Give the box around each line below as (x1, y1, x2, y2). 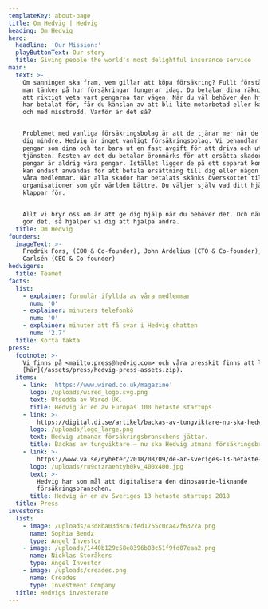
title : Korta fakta (15, 336, 81, 344)
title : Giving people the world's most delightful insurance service (15, 57, 251, 65)
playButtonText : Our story (15, 49, 105, 57)
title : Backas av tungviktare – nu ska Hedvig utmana (29, 441, 213, 449)
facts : (8, 277, 30, 285)
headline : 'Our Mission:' (15, 42, 102, 49)
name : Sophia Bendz (29, 529, 94, 537)
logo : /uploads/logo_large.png (29, 425, 134, 433)
